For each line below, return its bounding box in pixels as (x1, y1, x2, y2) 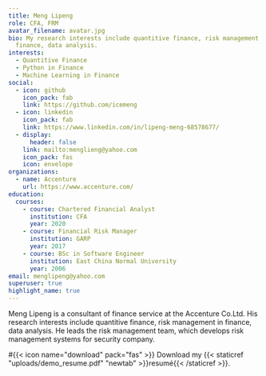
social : (8, 78, 34, 86)
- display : (15, 130, 52, 138)
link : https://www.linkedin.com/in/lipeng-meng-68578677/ (22, 123, 220, 131)
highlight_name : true (8, 287, 81, 295)
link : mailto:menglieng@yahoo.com (22, 146, 137, 154)
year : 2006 (29, 265, 66, 273)
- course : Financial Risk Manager (22, 227, 137, 236)
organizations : (8, 168, 59, 176)
